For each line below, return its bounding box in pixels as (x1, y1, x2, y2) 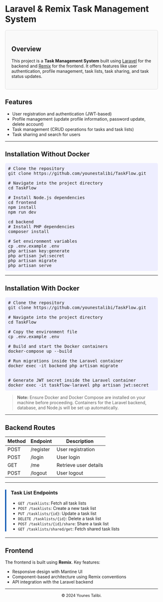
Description (66, 438, 94, 444)
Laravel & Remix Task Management (5, 3, 149, 15)
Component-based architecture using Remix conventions (12, 574, 127, 580)
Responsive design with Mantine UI (12, 569, 83, 575)
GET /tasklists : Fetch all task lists (17, 500, 86, 506)
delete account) (12, 121, 44, 127)
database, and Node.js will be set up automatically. (16, 405, 119, 411)
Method (7, 438, 26, 444)
